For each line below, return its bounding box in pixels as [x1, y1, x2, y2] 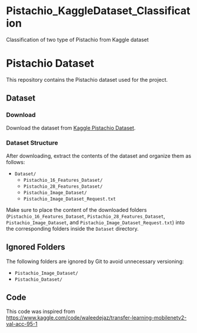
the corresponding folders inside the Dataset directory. [6, 225, 139, 232]
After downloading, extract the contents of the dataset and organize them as [6, 152, 192, 159]
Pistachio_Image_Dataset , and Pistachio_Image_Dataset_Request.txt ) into [6, 219, 185, 226]
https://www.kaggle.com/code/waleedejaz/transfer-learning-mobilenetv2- [6, 314, 187, 321]
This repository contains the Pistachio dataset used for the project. [6, 76, 168, 83]
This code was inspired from [6, 308, 75, 315]
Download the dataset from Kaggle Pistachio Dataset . [6, 124, 136, 131]
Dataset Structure [6, 139, 59, 147]
